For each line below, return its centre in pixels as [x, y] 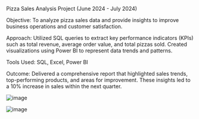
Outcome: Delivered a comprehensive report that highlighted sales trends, [97, 73]
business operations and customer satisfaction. [64, 26]
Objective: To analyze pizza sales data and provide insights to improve [93, 20]
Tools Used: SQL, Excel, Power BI [47, 62]
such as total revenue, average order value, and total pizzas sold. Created [97, 44]
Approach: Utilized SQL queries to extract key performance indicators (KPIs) [100, 38]
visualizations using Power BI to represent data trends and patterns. [89, 51]
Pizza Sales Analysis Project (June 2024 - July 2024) [72, 9]
